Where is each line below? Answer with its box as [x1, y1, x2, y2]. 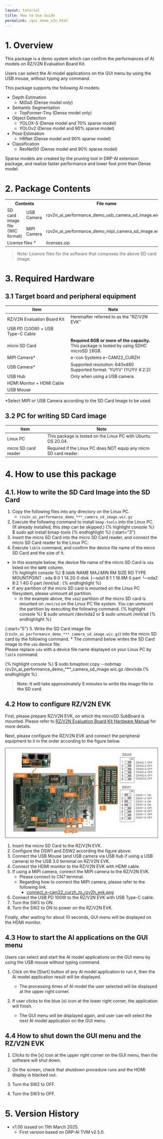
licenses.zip [46, 240, 70, 246]
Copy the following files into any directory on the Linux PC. [12, 509, 130, 515]
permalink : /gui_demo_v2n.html [5, 18, 68, 23]
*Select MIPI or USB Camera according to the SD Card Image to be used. [5, 397, 151, 404]
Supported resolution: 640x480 [70, 361, 134, 367]
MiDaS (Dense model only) [19, 100, 73, 106]
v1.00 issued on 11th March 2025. [12, 1124, 79, 1130]
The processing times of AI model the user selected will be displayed [19, 983, 158, 989]
